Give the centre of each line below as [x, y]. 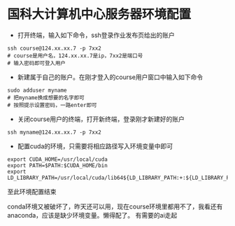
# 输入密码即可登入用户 [37, 63]
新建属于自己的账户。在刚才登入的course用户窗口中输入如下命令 [110, 77]
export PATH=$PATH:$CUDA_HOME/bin [58, 165]
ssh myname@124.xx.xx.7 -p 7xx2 [54, 132]
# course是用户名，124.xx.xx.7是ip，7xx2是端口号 [75, 56]
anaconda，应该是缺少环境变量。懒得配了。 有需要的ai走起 [92, 215]
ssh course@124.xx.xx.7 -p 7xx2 [54, 48]
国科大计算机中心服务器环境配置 [99, 14]
